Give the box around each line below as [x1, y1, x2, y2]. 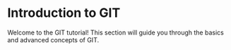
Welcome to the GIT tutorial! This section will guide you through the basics [7, 28, 224, 37]
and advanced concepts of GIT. [7, 35, 100, 44]
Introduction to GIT [7, 5, 121, 21]
